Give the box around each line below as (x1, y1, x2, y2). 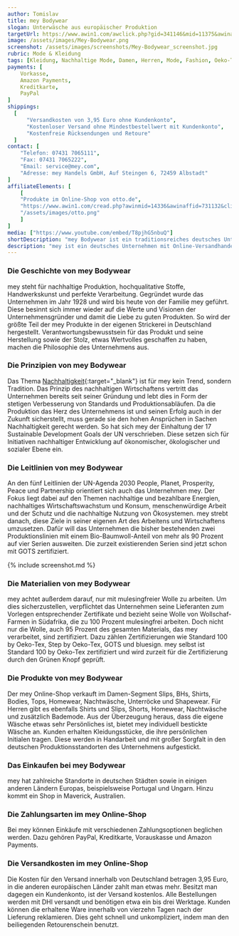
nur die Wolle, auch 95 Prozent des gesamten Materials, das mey (7, 625, 198, 634)
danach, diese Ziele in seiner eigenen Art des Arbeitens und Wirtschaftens (7, 517, 225, 525)
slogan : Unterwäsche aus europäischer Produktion (7, 24, 158, 31)
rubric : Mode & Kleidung (7, 51, 81, 58)
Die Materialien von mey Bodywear (7, 579, 131, 589)
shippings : (7, 103, 40, 110)
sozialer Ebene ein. (7, 445, 63, 453)
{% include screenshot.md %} (7, 561, 96, 570)
